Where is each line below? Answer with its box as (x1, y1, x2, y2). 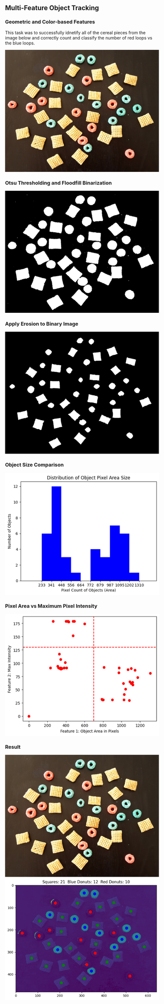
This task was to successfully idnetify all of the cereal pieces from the (5, 29, 146, 36)
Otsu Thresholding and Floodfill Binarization (5, 179, 112, 186)
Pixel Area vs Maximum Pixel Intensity (5, 602, 98, 609)
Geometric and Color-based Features (5, 19, 95, 25)
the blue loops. (5, 40, 35, 46)
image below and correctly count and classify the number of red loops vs (5, 35, 153, 41)
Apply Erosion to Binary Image (5, 320, 79, 327)
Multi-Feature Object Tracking (5, 4, 99, 12)
